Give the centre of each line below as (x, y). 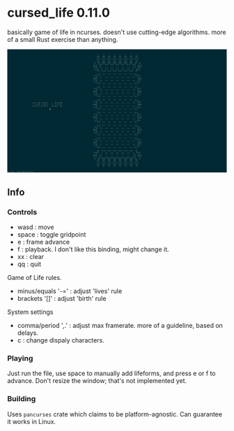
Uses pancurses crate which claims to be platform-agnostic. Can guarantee (115, 414)
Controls (22, 212)
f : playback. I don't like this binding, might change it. (93, 249)
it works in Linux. (32, 421)
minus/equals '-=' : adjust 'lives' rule (70, 291)
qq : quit (29, 264)
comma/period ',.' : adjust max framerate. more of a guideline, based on (120, 326)
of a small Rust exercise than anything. (63, 39)
